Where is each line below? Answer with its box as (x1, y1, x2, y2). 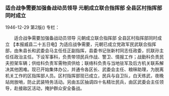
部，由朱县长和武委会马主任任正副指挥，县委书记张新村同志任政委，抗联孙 (5, 48, 159, 54)
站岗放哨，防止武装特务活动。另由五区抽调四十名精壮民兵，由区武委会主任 (5, 79, 159, 85)
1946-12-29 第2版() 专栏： (5, 24, 60, 31)
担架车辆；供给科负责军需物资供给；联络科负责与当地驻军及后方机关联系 (9, 60, 159, 66)
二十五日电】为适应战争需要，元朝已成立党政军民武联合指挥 (32, 41, 156, 47)
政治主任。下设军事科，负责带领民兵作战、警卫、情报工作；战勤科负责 (14, 54, 159, 60)
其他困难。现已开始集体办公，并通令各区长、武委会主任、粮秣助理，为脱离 (9, 66, 164, 72)
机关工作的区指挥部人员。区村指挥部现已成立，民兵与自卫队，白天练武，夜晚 (5, 73, 164, 79)
